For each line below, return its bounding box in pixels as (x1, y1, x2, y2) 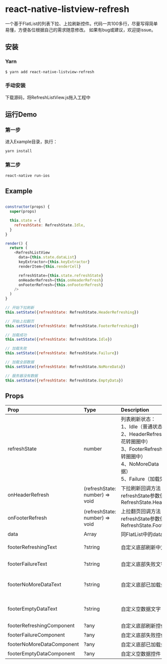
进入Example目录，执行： (5, 138, 58, 145)
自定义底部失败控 (121, 632, 161, 639)
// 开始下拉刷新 (5, 305, 34, 310)
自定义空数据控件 (121, 651, 161, 658)
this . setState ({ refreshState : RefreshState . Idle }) (5, 337, 112, 342)
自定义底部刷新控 (121, 623, 161, 630)
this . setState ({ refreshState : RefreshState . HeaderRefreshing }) (5, 310, 139, 315)
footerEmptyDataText (7, 605, 58, 612)
